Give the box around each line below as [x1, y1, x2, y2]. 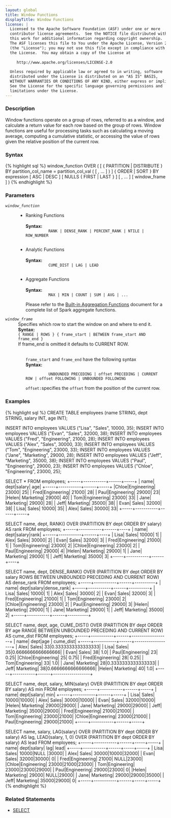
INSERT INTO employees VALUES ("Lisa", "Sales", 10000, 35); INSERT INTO [5, 425, 164, 431]
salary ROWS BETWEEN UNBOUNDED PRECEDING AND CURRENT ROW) [5, 574, 159, 580]
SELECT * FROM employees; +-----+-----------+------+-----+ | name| [5, 478, 155, 484]
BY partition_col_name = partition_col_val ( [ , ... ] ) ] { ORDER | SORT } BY [5, 168, 159, 174]
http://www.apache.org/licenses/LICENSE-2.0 [16, 60, 113, 65]
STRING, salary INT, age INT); [5, 415, 68, 421]
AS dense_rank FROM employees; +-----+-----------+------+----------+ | [5, 579, 161, 586]
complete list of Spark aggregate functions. [25, 307, 117, 313]
